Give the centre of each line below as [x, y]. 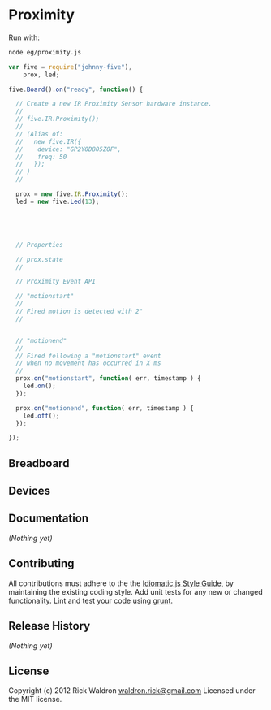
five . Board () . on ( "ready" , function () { [76, 89]
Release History [49, 626]
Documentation [49, 519]
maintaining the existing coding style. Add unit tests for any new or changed [135, 591]
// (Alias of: [39, 134]
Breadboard [39, 463]
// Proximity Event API [56, 282]
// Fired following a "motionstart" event [88, 356]
